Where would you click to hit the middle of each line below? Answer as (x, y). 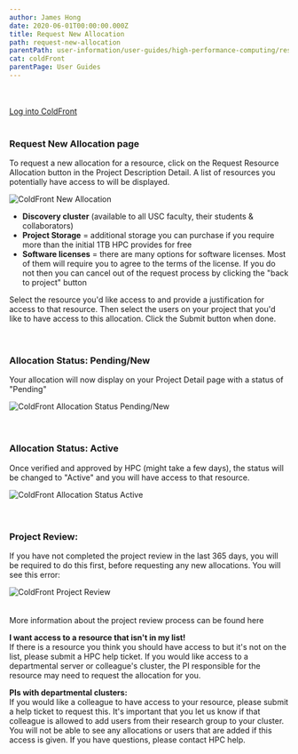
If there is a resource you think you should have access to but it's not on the (148, 647)
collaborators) (47, 226)
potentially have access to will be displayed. (90, 182)
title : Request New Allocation (67, 34)
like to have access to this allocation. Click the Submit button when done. (143, 319)
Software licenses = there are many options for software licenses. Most (154, 254)
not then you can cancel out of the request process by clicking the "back (155, 273)
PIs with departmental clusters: (68, 693)
